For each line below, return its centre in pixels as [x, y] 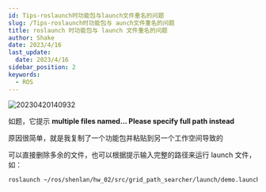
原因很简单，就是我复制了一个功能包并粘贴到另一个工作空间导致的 [116, 138]
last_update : [30, 52]
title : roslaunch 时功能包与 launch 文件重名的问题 [88, 30]
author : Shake [32, 38]
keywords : [25, 75]
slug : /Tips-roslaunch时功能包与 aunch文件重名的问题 [91, 23]
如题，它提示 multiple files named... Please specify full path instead [122, 121]
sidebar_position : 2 [42, 67]
